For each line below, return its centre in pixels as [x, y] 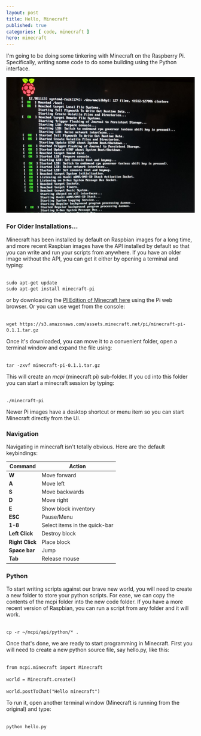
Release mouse [60, 559]
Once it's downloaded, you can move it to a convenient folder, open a [92, 341]
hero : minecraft [26, 38]
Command [22, 466]
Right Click [23, 542]
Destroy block [59, 534]
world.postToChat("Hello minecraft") [53, 692]
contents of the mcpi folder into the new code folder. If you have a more [95, 602]
